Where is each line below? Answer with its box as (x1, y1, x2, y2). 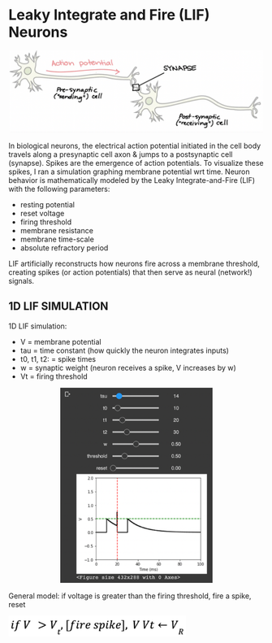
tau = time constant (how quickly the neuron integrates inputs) (19, 345, 230, 355)
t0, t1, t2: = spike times (19, 354, 96, 363)
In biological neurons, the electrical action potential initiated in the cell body (8, 141, 261, 151)
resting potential (19, 200, 76, 210)
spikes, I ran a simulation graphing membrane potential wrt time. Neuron (8, 167, 250, 176)
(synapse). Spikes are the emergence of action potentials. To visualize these (8, 159, 264, 168)
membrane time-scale (19, 234, 95, 245)
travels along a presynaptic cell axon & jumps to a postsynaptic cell (8, 150, 233, 159)
